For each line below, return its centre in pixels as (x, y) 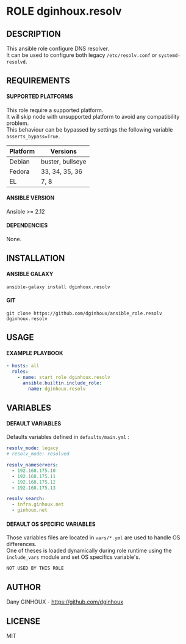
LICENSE (23, 621)
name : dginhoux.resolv (57, 389)
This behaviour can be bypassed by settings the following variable (90, 129)
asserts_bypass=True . (33, 136)
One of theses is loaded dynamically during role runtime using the (89, 551)
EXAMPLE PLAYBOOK (35, 353)
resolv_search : (26, 499)
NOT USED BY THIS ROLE (35, 568)
